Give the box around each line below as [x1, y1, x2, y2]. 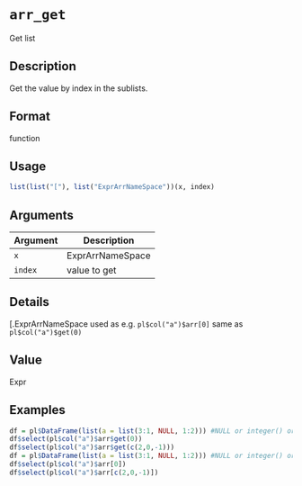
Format [9, 109, 51, 124]
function [9, 132, 40, 143]
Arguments [9, 207, 75, 222]
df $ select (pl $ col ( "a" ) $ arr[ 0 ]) [9, 460, 127, 469]
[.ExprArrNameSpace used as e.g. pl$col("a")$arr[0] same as [9, 318, 244, 329]
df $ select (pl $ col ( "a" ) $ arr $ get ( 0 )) [9, 435, 143, 444]
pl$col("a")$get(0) [9, 328, 83, 337]
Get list [9, 32, 36, 43]
